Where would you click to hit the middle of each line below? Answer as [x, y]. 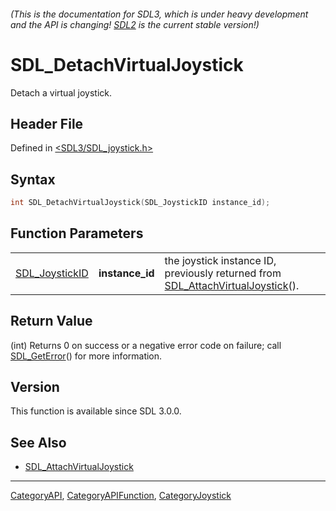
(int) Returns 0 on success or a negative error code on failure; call [146, 345]
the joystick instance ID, [220, 260]
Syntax [33, 179]
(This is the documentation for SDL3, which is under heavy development [159, 14]
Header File [47, 123]
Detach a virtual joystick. [61, 92]
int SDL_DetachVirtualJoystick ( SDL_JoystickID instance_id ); [140, 203]
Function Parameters [77, 233]
